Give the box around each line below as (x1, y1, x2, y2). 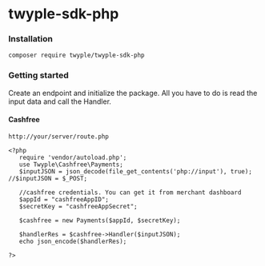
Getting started (8, 69, 70, 81)
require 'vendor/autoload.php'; (18, 153, 127, 161)
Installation (8, 34, 54, 45)
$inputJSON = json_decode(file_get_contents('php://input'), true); (18, 167, 252, 176)
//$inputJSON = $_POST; (8, 174, 88, 182)
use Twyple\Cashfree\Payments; (18, 161, 124, 169)
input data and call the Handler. (8, 97, 112, 106)
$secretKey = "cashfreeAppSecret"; (18, 202, 138, 210)
